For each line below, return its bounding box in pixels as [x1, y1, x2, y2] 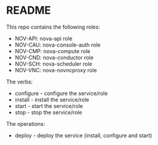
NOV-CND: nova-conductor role [14, 54, 94, 61]
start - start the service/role [14, 102, 83, 109]
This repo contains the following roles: [6, 23, 100, 30]
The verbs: [6, 78, 33, 85]
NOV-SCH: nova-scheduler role [14, 60, 92, 67]
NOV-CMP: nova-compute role [14, 47, 91, 54]
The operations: [6, 120, 45, 127]
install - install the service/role [14, 96, 89, 103]
